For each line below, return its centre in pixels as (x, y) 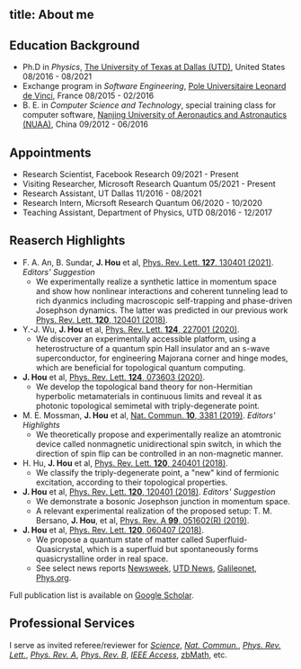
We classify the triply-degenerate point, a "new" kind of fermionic (157, 472)
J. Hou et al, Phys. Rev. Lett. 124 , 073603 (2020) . (114, 377)
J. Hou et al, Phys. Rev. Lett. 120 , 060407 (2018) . (113, 530)
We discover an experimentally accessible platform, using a (146, 339)
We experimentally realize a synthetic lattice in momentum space (156, 281)
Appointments (50, 152)
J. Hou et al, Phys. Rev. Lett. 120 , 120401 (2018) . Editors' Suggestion (149, 491)
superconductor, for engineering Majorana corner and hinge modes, (162, 358)
